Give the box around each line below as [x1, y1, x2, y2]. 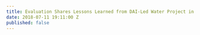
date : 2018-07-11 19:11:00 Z [6, 14, 79, 20]
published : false [6, 20, 50, 26]
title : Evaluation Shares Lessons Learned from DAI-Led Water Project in [6, 8, 195, 15]
